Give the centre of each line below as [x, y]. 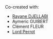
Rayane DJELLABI [30, 16]
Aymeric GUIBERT [30, 21]
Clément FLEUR [28, 26]
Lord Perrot [24, 32]
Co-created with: [22, 7]
